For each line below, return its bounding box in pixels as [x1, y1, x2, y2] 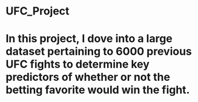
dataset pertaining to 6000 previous [5, 45, 192, 59]
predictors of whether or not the [5, 71, 171, 84]
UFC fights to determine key [5, 57, 150, 71]
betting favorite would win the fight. [5, 83, 190, 97]
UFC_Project [5, 4, 70, 18]
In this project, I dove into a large [5, 32, 173, 46]
